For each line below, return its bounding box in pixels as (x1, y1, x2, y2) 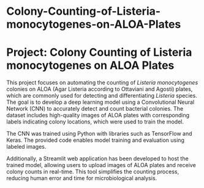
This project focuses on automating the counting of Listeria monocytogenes (6, 79, 198, 87)
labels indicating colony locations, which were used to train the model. (6, 118, 184, 125)
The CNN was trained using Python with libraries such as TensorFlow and (6, 130, 192, 138)
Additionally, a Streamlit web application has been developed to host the (6, 155, 189, 162)
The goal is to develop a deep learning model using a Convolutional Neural (6, 98, 195, 106)
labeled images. (6, 143, 47, 151)
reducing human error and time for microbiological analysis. (6, 174, 157, 182)
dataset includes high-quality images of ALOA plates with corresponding (6, 112, 190, 119)
